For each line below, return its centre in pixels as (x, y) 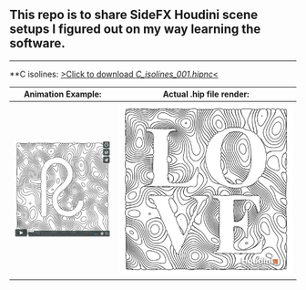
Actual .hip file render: (206, 94)
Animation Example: (63, 94)
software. (37, 43)
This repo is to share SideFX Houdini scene (133, 15)
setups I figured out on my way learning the (135, 30)
